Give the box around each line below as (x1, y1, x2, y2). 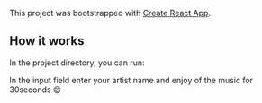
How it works (9, 33, 85, 48)
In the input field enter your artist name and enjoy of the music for (9, 74, 254, 85)
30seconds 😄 (9, 84, 62, 95)
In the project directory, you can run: (9, 57, 145, 68)
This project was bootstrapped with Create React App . (9, 8, 212, 18)
